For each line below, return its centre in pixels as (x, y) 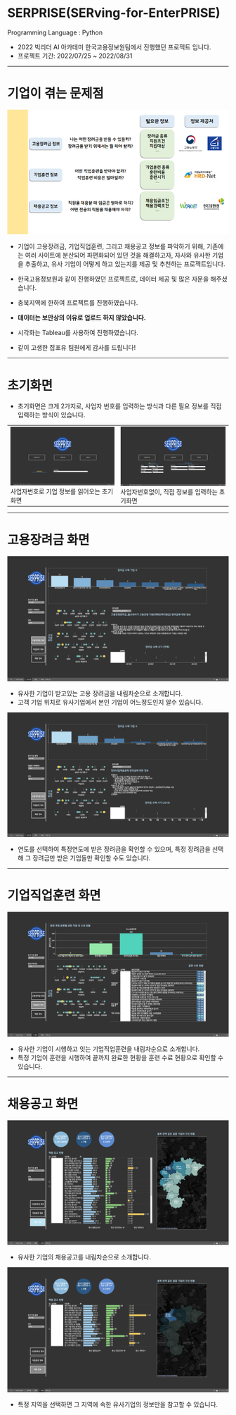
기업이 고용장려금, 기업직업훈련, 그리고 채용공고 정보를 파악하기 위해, (111, 246)
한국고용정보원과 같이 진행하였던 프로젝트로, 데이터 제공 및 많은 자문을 (113, 279)
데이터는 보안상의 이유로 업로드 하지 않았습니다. (81, 317)
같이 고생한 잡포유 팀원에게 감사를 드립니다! (77, 348)
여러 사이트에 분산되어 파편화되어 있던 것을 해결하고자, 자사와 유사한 (118, 256)
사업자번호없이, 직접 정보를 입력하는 (169, 491)
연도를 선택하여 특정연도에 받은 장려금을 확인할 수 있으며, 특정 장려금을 (114, 849)
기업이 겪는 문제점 (55, 94)
